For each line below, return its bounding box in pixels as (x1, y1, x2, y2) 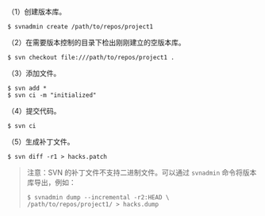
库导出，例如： (26, 178, 76, 187)
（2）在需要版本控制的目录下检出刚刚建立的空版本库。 (7, 38, 186, 47)
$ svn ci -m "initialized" (7, 91, 97, 99)
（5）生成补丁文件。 (7, 137, 75, 146)
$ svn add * (7, 84, 47, 92)
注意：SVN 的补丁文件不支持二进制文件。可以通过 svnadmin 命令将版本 (26, 168, 257, 177)
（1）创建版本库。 (7, 7, 67, 16)
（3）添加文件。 (7, 68, 61, 78)
